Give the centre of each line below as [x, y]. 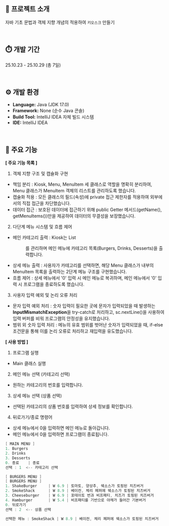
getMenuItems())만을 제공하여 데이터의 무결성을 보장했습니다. [74, 216]
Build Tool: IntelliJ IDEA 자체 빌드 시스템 [53, 117]
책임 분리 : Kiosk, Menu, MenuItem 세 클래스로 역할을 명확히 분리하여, [82, 184]
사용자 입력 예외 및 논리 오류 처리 [45, 295]
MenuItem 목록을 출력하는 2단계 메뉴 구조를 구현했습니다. [70, 272]
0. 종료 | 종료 [23, 463]
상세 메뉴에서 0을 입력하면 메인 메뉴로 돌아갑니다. [61, 428]
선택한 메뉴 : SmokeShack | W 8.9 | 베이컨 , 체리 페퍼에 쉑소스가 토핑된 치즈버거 [82, 519]
